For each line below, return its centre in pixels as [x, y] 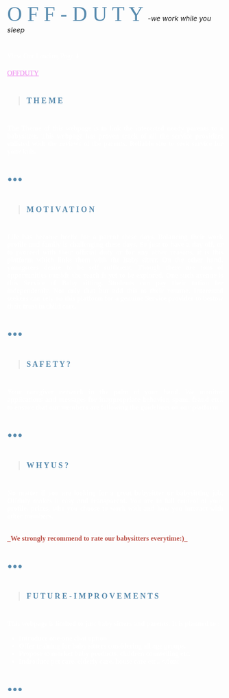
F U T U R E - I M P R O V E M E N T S [93, 597]
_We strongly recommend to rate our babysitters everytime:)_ [97, 538]
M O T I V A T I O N [60, 209]
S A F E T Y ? [48, 364]
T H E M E [45, 100]
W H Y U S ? [48, 465]
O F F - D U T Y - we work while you [109, 14]
